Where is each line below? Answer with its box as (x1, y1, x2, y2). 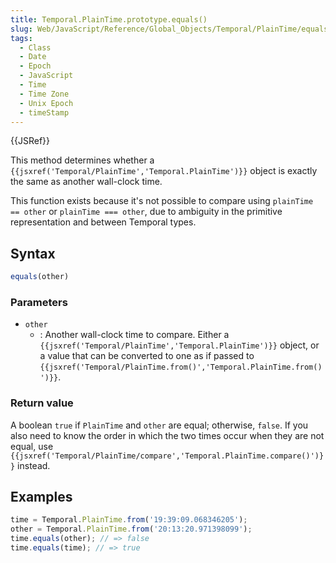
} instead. (10, 459, 51, 471)
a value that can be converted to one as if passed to (39, 350, 255, 362)
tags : (10, 33, 33, 43)
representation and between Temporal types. (10, 216, 197, 228)
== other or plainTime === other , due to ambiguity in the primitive (10, 206, 283, 218)
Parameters (10, 295, 68, 309)
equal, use (10, 440, 54, 452)
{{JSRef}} (10, 135, 50, 147)
